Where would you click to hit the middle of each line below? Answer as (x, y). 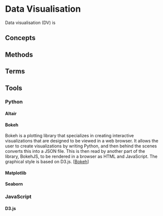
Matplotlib (16, 173)
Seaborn (14, 184)
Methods (19, 55)
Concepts (20, 38)
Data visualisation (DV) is (30, 23)
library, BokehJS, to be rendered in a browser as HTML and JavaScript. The (81, 156)
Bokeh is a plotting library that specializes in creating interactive (70, 136)
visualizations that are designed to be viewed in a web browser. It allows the (82, 141)
